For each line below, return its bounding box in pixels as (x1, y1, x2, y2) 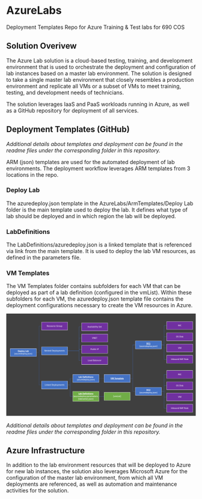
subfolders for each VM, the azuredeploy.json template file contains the (6, 295, 184, 302)
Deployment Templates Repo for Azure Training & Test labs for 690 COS (6, 23, 185, 31)
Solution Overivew (6, 41, 77, 51)
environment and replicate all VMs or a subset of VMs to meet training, (6, 82, 182, 90)
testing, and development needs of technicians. (6, 88, 124, 96)
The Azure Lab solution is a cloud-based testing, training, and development (6, 57, 193, 64)
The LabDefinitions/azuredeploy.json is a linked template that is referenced (6, 241, 192, 248)
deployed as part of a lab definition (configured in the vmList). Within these (6, 289, 192, 296)
